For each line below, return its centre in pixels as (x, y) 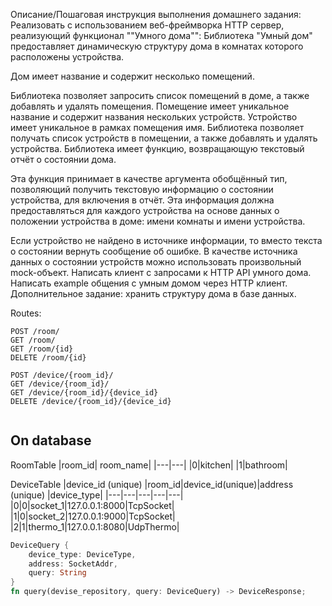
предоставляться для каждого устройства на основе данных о (145, 210)
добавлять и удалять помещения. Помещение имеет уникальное (150, 106)
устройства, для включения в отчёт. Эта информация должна (142, 200)
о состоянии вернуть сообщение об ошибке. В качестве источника (154, 251)
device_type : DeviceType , (82, 554)
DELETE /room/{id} (48, 358)
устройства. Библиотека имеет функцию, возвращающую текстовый (157, 148)
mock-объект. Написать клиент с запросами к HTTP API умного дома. (161, 272)
